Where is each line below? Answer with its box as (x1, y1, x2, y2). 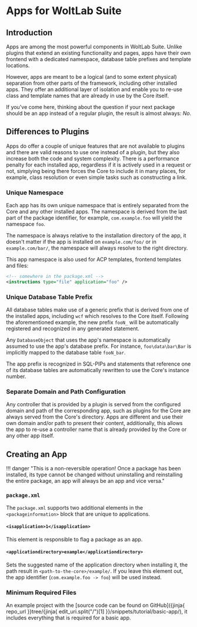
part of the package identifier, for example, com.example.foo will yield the (6, 214, 182, 221)
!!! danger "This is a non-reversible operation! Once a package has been (6, 465, 181, 472)
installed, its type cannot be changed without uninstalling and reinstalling (6, 471, 183, 478)
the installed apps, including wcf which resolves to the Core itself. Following (6, 313, 189, 320)
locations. (6, 62, 30, 69)
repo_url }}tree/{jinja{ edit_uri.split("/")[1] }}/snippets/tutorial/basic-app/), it (6, 608, 188, 615)
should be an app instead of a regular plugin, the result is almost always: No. (6, 110, 192, 117)
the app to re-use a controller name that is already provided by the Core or (6, 426, 187, 433)
